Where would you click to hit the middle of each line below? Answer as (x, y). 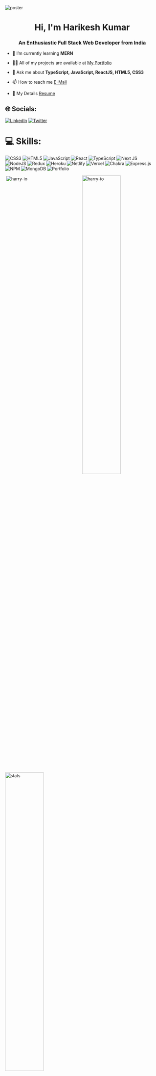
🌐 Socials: (21, 109)
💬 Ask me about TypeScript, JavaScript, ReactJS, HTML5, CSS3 (78, 72)
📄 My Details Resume (33, 94)
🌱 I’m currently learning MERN (43, 53)
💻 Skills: (23, 141)
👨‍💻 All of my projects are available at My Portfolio (62, 63)
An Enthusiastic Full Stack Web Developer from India (82, 43)
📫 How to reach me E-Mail (39, 82)
